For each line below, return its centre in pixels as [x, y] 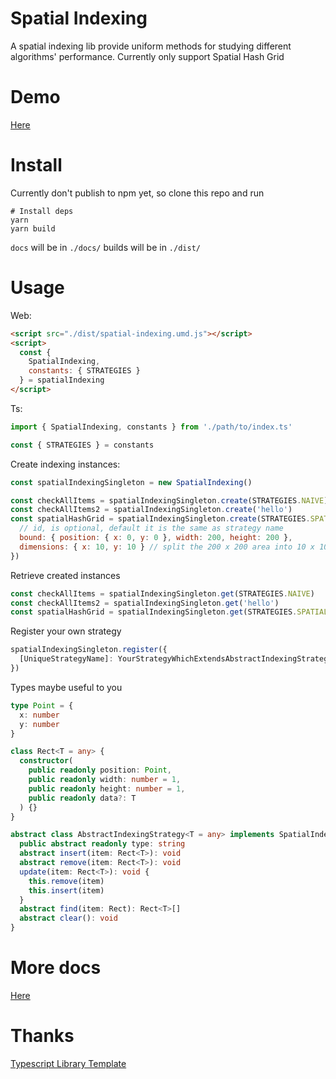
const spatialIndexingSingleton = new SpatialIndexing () [131, 482]
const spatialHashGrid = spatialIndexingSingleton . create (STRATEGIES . [160, 519]
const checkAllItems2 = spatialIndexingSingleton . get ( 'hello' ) [145, 603]
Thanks [42, 1036]
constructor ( [46, 761]
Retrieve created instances [65, 575]
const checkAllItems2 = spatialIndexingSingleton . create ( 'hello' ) [151, 510]
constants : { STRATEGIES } [84, 371]
